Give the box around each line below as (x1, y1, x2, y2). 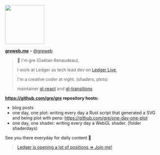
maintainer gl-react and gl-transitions (17, 86, 93, 92)
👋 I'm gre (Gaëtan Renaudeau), (17, 58, 80, 63)
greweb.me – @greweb (5, 48, 53, 54)
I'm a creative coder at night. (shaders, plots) (17, 77, 108, 82)
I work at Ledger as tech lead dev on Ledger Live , (17, 67, 117, 73)
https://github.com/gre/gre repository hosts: (5, 95, 99, 101)
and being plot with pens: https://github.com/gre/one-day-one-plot (12, 115, 148, 121)
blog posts (12, 105, 34, 110)
